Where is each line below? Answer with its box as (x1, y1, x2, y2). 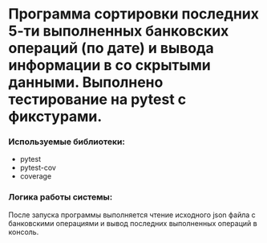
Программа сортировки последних (8, 5, 259, 23)
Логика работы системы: (8, 192, 113, 203)
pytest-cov (19, 163, 56, 173)
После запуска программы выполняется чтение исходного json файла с (8, 210, 257, 220)
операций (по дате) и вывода (8, 39, 214, 57)
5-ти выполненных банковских (8, 22, 229, 40)
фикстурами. (8, 108, 103, 126)
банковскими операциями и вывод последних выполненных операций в (8, 218, 258, 228)
